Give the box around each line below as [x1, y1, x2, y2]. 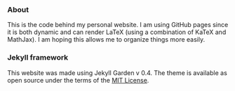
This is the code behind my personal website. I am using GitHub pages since [7, 21, 229, 29]
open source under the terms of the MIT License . [7, 76, 149, 84]
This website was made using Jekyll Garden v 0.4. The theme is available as [7, 68, 228, 77]
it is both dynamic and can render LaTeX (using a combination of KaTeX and [7, 28, 227, 36]
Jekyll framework [7, 53, 69, 63]
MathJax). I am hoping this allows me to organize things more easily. [7, 35, 206, 44]
